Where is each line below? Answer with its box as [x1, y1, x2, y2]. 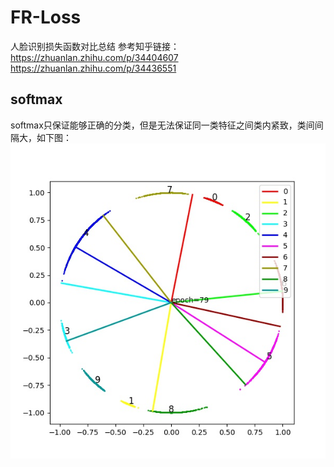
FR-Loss [10, 6, 82, 29]
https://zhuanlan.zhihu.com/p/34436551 [10, 62, 177, 74]
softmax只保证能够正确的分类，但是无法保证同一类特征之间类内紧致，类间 [10, 119, 315, 131]
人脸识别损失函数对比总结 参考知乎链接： [10, 40, 180, 52]
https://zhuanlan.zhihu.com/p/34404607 [10, 51, 179, 63]
